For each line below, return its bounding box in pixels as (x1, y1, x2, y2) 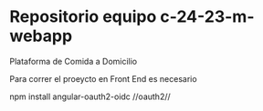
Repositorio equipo (9, 6, 157, 27)
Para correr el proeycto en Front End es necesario (9, 73, 198, 84)
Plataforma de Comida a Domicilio (9, 55, 138, 66)
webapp (9, 25, 73, 46)
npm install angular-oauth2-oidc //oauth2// (9, 91, 171, 102)
